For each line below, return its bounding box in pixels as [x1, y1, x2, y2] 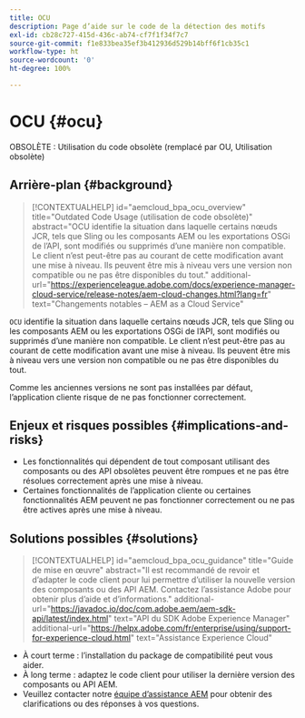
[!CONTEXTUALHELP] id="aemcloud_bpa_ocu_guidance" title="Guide [31, 555, 294, 566]
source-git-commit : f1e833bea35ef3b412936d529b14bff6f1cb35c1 [9, 38, 250, 48]
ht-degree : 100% [9, 65, 71, 74]
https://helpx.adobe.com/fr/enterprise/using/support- [90, 622, 291, 633]
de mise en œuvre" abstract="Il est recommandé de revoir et [31, 565, 261, 576]
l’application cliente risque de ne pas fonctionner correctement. [9, 391, 247, 402]
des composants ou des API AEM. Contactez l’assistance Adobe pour [31, 584, 292, 595]
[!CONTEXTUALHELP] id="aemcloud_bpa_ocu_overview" [31, 201, 247, 212]
